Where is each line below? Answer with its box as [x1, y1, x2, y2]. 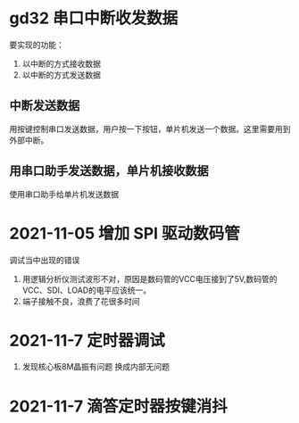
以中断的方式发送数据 [21, 69, 101, 80]
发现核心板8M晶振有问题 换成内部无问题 [21, 361, 170, 372]
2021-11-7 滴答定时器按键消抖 [9, 396, 228, 416]
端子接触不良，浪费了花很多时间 [21, 295, 140, 306]
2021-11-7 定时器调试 [9, 330, 165, 351]
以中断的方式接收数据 [21, 58, 101, 69]
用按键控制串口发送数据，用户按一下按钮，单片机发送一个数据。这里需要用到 [9, 123, 291, 134]
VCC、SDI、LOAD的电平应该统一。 [21, 285, 152, 295]
